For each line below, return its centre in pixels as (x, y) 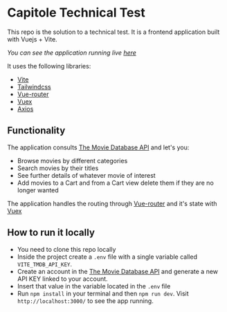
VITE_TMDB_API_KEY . (45, 264)
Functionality (36, 130)
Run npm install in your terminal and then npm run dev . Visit (103, 293)
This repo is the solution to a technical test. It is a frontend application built (113, 32)
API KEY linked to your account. (63, 279)
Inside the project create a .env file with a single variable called (107, 257)
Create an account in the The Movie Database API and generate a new (118, 271)
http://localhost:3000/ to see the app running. (85, 301)
